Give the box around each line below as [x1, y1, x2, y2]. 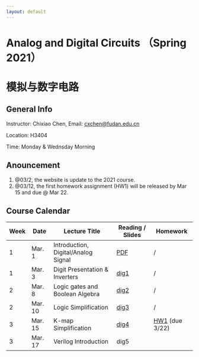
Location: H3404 [6, 131, 47, 138]
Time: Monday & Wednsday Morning [6, 143, 95, 150]
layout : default [6, 8, 46, 15]
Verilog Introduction [53, 337, 108, 346]
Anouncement [6, 160, 60, 170]
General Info [6, 105, 53, 115]
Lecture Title [63, 227, 101, 235]
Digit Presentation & [53, 266, 108, 274]
